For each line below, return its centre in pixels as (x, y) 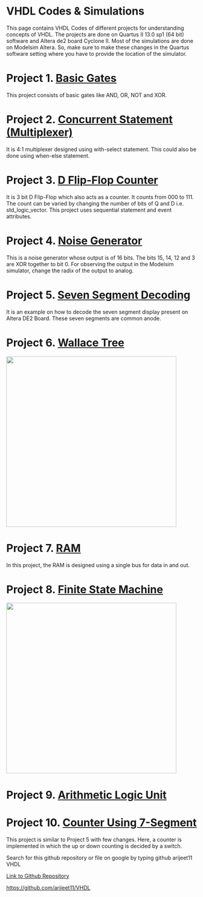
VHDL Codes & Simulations (76, 11)
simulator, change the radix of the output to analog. (70, 270)
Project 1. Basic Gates (61, 79)
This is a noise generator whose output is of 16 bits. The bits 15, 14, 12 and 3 (101, 257)
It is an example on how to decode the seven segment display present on (97, 312)
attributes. (19, 216)
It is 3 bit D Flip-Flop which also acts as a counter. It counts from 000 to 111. (100, 197)
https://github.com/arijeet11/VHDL (48, 887)
